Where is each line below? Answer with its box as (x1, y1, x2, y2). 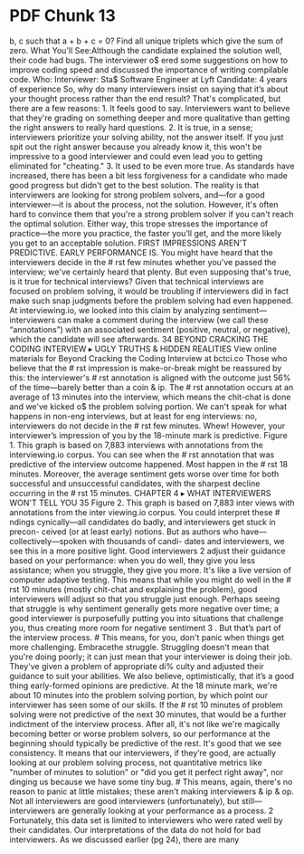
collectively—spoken (9, 535, 88, 546)
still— (241, 795, 262, 806)
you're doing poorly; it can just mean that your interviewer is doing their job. (9, 651, 292, 662)
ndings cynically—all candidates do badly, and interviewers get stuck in (9, 516, 276, 527)
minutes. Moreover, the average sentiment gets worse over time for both (9, 468, 280, 479)
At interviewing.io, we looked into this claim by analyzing (9, 304, 221, 315)
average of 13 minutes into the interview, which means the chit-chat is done (9, 391, 291, 402)
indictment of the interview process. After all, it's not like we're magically (9, 718, 280, 729)
